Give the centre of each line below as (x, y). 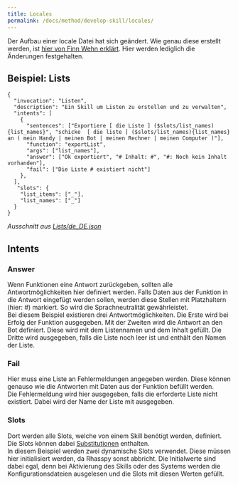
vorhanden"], (27, 163)
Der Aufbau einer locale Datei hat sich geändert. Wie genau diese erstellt (114, 41)
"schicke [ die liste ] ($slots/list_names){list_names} (143, 132)
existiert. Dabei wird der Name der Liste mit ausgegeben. (91, 402)
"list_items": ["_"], (52, 194)
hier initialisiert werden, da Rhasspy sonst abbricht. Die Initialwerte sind (112, 458)
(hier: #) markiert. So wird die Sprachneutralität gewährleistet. (98, 307)
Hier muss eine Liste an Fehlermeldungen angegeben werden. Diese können (119, 379)
